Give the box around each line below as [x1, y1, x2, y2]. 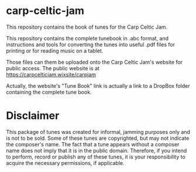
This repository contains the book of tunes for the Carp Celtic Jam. [6, 23, 168, 30]
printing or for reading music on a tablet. [6, 47, 104, 54]
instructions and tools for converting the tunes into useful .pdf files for [6, 41, 176, 48]
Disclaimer [6, 109, 60, 122]
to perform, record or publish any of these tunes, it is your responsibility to [6, 153, 185, 160]
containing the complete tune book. [6, 88, 92, 95]
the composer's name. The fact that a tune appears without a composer [6, 140, 180, 147]
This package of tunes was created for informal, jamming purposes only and [6, 128, 190, 135]
